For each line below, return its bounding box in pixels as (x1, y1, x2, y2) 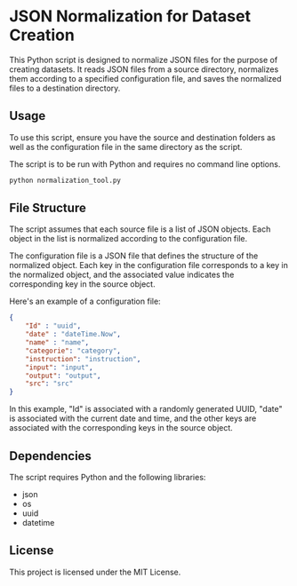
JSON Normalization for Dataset (9, 6, 252, 27)
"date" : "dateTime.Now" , (25, 330, 122, 339)
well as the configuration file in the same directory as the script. (9, 141, 243, 152)
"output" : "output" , (25, 371, 101, 380)
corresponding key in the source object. (9, 279, 156, 289)
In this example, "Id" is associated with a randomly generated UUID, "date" (9, 404, 283, 415)
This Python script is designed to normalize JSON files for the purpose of (9, 54, 278, 65)
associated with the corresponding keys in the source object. (9, 423, 233, 433)
